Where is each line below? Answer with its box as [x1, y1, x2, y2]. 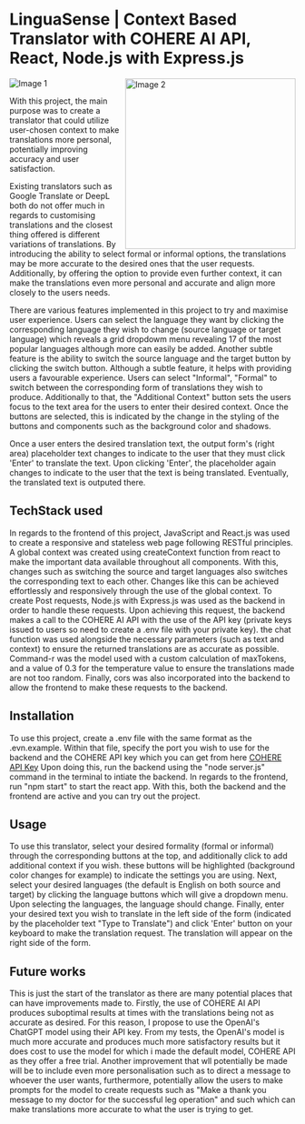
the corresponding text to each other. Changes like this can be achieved [9, 576, 280, 587]
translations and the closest [9, 219, 113, 230]
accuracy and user [9, 153, 80, 164]
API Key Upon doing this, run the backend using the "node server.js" [9, 761, 266, 772]
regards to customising [9, 209, 96, 220]
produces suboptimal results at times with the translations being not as [9, 1008, 274, 1019]
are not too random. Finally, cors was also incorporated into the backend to [9, 672, 290, 683]
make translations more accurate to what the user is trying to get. [9, 1104, 254, 1115]
